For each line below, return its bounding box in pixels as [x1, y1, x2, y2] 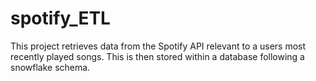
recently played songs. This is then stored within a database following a [10, 50, 305, 62]
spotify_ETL [10, 7, 111, 30]
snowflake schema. [10, 61, 91, 73]
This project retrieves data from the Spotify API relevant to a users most [10, 40, 307, 52]
